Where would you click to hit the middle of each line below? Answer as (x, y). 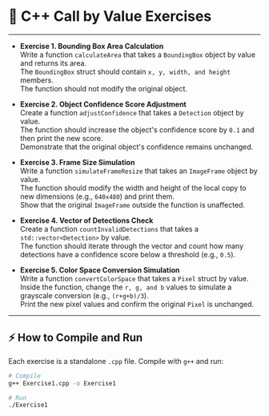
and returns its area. (53, 63)
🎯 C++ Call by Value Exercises (110, 16)
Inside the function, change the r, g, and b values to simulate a (126, 287)
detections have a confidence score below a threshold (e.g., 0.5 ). (128, 254)
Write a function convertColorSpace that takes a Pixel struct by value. (134, 278)
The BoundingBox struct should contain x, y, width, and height (125, 71)
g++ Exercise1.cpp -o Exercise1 (62, 383)
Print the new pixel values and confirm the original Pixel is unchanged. (137, 304)
